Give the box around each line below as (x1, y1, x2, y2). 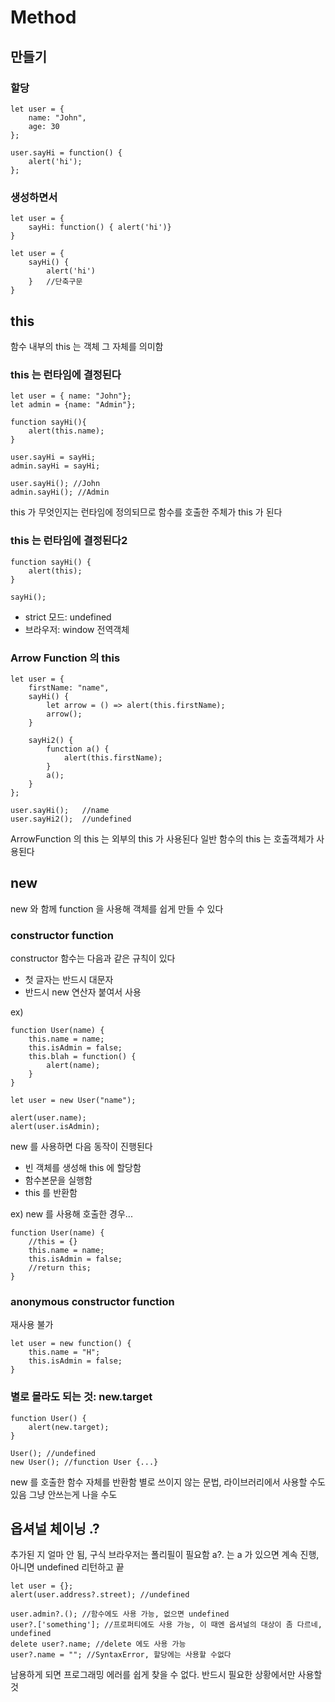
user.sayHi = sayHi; (10, 452, 97, 463)
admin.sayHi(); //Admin (10, 487, 110, 498)
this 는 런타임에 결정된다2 (10, 534, 128, 548)
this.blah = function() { (28, 1051, 137, 1061)
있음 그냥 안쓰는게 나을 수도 (10, 1488, 118, 1500)
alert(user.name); (10, 1112, 87, 1123)
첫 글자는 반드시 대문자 (24, 973, 114, 985)
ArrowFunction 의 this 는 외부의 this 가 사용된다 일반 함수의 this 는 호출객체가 (10, 832, 315, 845)
